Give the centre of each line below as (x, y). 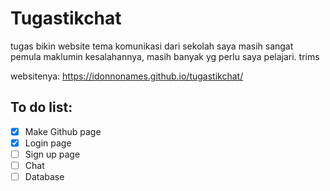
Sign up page (52, 154)
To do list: (41, 107)
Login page (48, 143)
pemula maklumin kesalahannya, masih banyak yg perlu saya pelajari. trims (165, 56)
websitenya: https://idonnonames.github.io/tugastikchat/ (127, 76)
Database (44, 176)
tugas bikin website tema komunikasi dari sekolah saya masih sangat (152, 46)
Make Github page (63, 131)
